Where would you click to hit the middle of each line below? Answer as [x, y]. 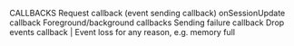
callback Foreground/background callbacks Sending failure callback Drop [147, 23]
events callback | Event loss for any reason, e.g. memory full [122, 32]
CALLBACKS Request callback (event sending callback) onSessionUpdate [147, 13]
